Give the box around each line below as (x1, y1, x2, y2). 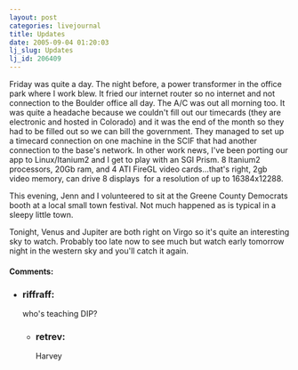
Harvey (35, 350, 62, 361)
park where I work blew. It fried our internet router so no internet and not (9, 88, 276, 99)
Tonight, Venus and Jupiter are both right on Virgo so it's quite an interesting (9, 227, 290, 237)
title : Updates (9, 29, 66, 38)
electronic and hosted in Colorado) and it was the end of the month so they (9, 117, 285, 127)
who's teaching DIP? (21, 308, 98, 318)
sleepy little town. (9, 210, 74, 220)
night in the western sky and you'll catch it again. (9, 245, 189, 256)
